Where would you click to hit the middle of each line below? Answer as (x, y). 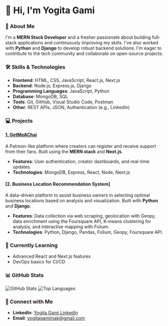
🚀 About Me (20, 26)
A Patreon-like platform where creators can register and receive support (81, 146)
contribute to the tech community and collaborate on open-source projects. (84, 53)
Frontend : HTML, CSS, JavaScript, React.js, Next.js (66, 80)
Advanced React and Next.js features (52, 256)
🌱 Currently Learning (31, 246)
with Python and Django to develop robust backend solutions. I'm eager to (83, 48)
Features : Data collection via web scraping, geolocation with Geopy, (84, 216)
